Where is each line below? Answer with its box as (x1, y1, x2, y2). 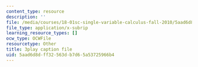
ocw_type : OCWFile (6, 36, 51, 41)
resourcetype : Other (6, 41, 57, 47)
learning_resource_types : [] (6, 30, 78, 36)
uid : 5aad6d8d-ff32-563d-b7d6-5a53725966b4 (6, 52, 115, 58)
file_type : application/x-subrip (6, 24, 88, 31)
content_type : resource (6, 8, 65, 15)
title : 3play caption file (6, 47, 72, 52)
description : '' (6, 14, 46, 20)
